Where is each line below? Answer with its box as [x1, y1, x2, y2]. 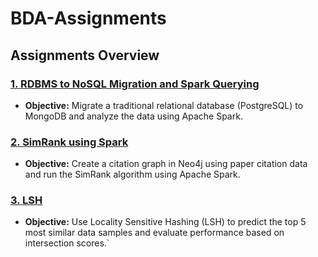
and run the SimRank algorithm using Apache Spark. [24, 168, 241, 181]
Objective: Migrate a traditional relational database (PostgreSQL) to [24, 99, 304, 111]
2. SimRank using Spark [10, 135, 129, 149]
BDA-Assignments [10, 7, 167, 30]
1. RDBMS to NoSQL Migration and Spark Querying [10, 77, 260, 91]
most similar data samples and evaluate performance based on [24, 227, 285, 239]
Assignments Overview [10, 47, 160, 64]
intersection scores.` [24, 237, 110, 249]
